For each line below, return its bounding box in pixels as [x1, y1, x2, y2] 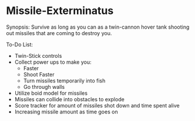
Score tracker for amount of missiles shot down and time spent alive [14, 102, 180, 109]
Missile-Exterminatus [6, 4, 114, 18]
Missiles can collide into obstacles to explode [14, 95, 125, 103]
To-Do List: [6, 41, 33, 48]
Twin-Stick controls [14, 52, 62, 59]
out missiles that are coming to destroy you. [6, 29, 112, 36]
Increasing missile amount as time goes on [14, 108, 119, 115]
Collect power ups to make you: [14, 58, 92, 65]
